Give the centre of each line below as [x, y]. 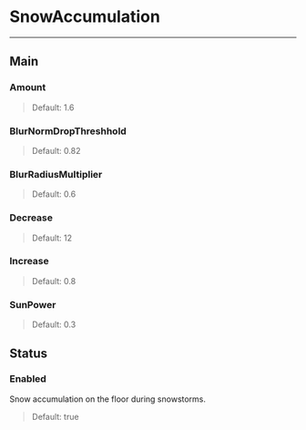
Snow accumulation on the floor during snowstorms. [108, 399]
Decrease [31, 218]
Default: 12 [52, 238]
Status [29, 353]
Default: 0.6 [54, 194]
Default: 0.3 [54, 324]
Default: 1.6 [53, 107]
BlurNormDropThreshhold [68, 131]
